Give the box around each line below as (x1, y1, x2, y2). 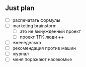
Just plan (5, 4, 35, 12)
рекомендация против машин (12, 45, 76, 51)
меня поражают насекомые (12, 57, 72, 63)
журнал (12, 51, 29, 57)
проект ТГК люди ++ (19, 34, 64, 40)
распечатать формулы (12, 17, 61, 23)
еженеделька (12, 40, 41, 46)
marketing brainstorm (12, 22, 57, 29)
